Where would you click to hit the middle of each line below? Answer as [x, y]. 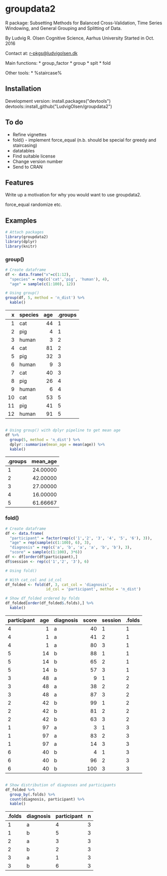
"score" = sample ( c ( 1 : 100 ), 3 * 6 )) [46, 552]
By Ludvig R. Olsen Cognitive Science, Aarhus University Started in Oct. [80, 38]
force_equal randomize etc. [34, 205]
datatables [23, 150]
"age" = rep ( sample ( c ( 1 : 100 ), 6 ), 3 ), [51, 543]
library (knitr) [21, 246]
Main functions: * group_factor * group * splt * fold [58, 63]
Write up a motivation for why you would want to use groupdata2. [73, 195]
